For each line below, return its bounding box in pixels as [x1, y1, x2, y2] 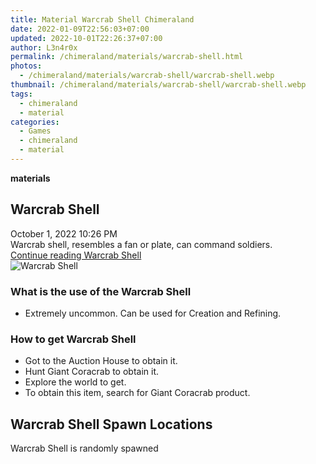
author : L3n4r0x [10, 42, 78, 53]
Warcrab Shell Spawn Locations [10, 416, 213, 433]
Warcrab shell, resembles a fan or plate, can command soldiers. [10, 238, 273, 250]
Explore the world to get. [24, 376, 127, 388]
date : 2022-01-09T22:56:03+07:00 [10, 24, 150, 34]
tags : [10, 89, 33, 99]
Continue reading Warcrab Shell [10, 249, 142, 261]
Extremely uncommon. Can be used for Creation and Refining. [24, 307, 282, 319]
